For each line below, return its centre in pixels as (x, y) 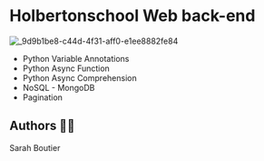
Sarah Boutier (35, 147)
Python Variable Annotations (76, 58)
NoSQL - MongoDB (59, 87)
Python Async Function (66, 68)
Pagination (43, 97)
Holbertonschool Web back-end (132, 16)
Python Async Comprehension (80, 77)
